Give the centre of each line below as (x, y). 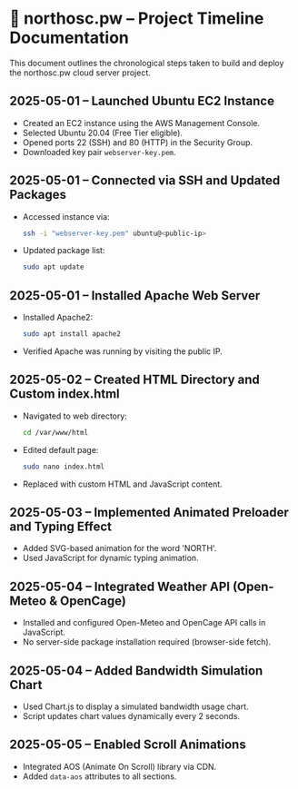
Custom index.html (65, 394)
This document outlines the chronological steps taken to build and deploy (147, 63)
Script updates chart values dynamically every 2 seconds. (131, 716)
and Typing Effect (60, 526)
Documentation (70, 38)
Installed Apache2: (58, 318)
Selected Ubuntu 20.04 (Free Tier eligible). (103, 133)
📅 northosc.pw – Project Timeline (137, 19)
